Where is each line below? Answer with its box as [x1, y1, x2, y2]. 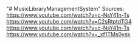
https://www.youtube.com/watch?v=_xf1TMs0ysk [6, 31, 131, 38]
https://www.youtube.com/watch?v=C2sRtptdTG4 [6, 18, 132, 25]
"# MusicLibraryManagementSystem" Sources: [6, 5, 125, 12]
